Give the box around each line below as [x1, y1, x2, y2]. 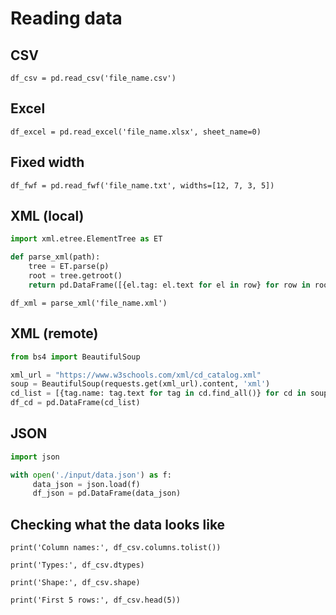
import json [10, 452, 60, 462]
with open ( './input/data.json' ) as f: [10, 470, 172, 480]
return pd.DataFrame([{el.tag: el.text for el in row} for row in [28, 280, 311, 290]
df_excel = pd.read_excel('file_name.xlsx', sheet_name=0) [10, 127, 262, 137]
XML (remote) [10, 325, 99, 342]
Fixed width [10, 154, 85, 171]
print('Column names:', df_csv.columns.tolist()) [10, 543, 222, 553]
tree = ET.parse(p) [28, 262, 110, 272]
